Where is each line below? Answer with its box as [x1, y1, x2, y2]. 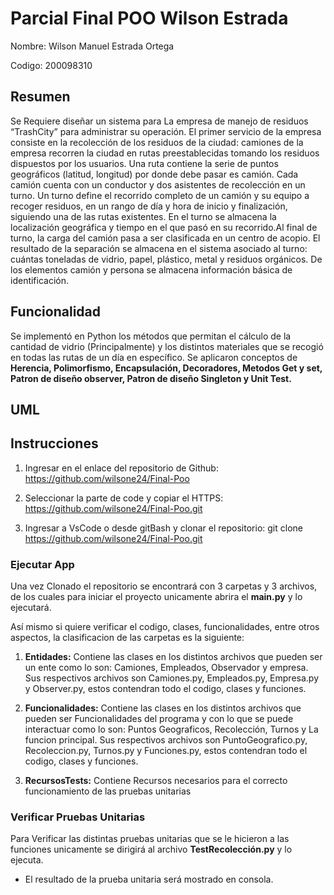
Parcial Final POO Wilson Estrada [10, 7, 289, 30]
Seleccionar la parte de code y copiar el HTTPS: [24, 492, 224, 504]
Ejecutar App [10, 557, 75, 571]
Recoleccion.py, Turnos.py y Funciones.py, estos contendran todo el [24, 745, 308, 757]
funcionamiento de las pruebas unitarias [24, 785, 192, 797]
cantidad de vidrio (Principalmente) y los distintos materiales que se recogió [10, 340, 324, 352]
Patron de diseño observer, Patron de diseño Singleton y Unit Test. [10, 372, 292, 384]
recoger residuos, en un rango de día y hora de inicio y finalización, [10, 200, 288, 212]
